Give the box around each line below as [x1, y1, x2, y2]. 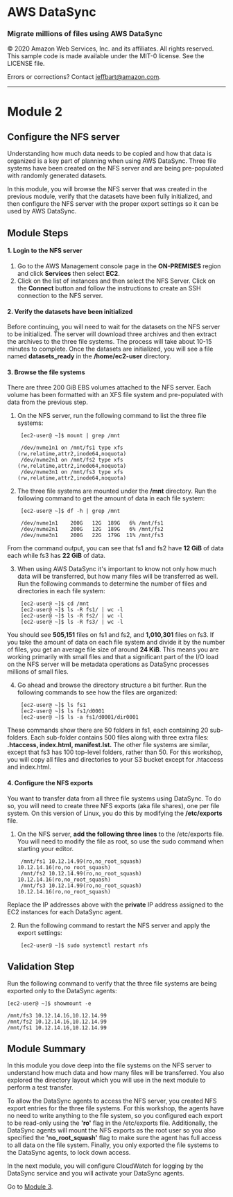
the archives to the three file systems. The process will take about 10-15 [7, 338, 212, 346]
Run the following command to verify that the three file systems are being [7, 979, 217, 988]
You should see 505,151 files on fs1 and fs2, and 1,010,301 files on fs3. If [7, 631, 214, 639]
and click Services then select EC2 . [17, 270, 120, 278]
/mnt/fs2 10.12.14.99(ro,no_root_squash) [20, 870, 142, 877]
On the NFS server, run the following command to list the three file [17, 412, 207, 420]
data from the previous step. [7, 398, 89, 406]
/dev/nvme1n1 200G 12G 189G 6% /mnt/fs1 [20, 520, 164, 527]
